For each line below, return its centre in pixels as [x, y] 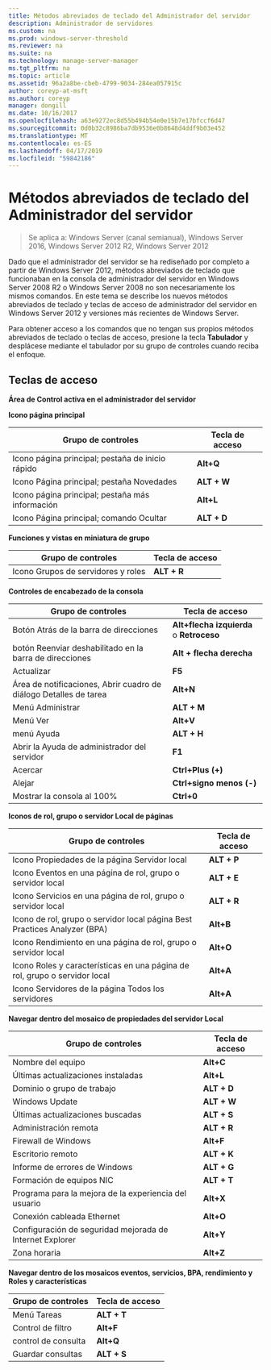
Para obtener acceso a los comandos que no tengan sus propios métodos [131, 329]
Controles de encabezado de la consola [76, 591]
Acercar [27, 770]
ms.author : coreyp [39, 98]
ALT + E [224, 878]
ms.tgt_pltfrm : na [39, 69]
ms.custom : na [32, 31]
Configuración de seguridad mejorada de [90, 1229]
